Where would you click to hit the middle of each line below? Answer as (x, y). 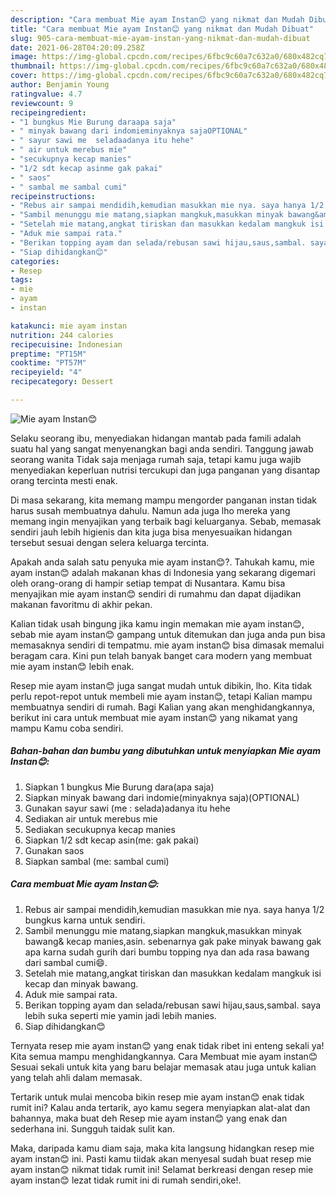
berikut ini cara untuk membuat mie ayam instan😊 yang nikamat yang (154, 717)
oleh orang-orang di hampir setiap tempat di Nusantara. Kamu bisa (148, 583)
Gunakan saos (54, 850)
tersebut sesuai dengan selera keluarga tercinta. (110, 542)
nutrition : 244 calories (62, 335)
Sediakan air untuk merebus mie (91, 818)
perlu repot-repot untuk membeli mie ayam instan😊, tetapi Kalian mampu (161, 696)
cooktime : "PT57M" (48, 363)
